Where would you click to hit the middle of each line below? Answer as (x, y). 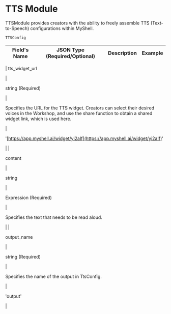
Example (152, 53)
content (13, 158)
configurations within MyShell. (62, 28)
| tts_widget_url (21, 68)
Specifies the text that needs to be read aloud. (54, 217)
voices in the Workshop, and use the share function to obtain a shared (79, 113)
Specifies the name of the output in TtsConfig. (53, 276)
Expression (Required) (28, 197)
